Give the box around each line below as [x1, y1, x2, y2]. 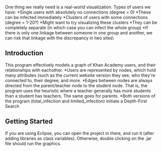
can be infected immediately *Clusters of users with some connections [5, 15, 148, 20]
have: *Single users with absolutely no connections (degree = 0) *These [5, 9, 151, 15]
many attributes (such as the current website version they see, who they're [5, 72, 156, 78]
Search [5, 103, 19, 109]
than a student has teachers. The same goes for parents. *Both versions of [5, 93, 156, 99]
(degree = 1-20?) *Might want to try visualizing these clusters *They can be [5, 19, 157, 25]
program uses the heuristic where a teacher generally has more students [5, 87, 151, 94]
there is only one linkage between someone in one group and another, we [5, 30, 153, 35]
